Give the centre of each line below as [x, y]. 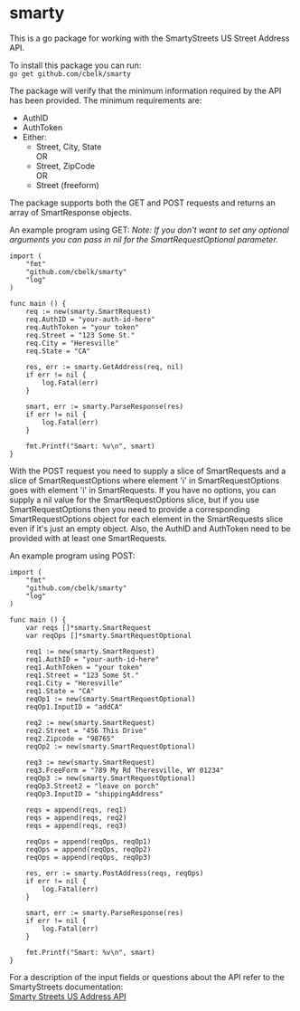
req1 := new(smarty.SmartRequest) [90, 651]
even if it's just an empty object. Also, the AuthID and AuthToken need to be [150, 529]
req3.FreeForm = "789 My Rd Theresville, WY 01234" [125, 770]
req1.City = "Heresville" [75, 683]
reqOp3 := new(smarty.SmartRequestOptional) [111, 778]
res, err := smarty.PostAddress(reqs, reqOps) [115, 873]
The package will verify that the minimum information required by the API [145, 91]
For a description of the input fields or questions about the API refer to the [147, 977]
